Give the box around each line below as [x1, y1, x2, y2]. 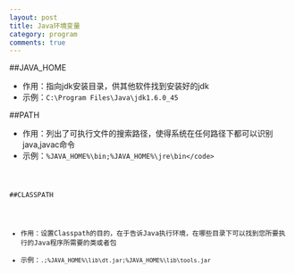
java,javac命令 [21, 139, 76, 150]
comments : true [9, 37, 66, 47]
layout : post [9, 12, 58, 22]
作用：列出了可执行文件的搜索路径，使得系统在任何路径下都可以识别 [21, 128, 274, 139]
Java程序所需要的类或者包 [34, 238, 117, 247]
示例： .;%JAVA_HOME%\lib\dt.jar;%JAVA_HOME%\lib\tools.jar [21, 255, 212, 264]
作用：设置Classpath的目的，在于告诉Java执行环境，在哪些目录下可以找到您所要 [21, 228, 279, 237]
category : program [9, 29, 78, 38]
